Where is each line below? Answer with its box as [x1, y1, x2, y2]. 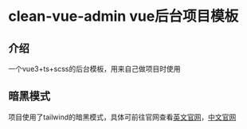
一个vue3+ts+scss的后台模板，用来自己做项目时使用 [8, 64, 181, 73]
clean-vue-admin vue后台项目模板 [8, 7, 239, 25]
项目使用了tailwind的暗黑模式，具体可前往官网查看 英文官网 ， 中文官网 [8, 112, 237, 122]
